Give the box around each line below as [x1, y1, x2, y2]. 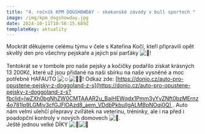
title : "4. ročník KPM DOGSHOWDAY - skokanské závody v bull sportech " [6, 9, 196, 15]
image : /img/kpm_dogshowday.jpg [6, 15, 89, 21]
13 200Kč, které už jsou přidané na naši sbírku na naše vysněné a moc [6, 69, 184, 76]
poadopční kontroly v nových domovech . [6, 114, 121, 122]
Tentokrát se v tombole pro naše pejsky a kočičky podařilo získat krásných [6, 62, 195, 70]
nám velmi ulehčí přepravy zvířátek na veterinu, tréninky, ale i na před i [6, 108, 185, 115]
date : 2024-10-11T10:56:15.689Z [6, 20, 89, 26]
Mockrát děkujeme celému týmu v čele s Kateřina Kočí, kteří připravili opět [6, 43, 195, 50]
